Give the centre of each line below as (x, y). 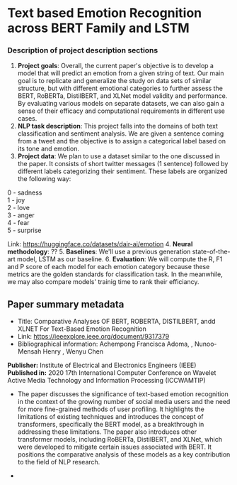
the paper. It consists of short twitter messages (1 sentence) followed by (123, 164)
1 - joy (16, 200)
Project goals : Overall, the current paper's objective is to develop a (116, 66)
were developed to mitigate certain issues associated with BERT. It (115, 447)
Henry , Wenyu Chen (73, 352)
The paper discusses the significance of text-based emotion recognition (123, 394)
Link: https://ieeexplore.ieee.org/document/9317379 (93, 337)
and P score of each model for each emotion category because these (109, 267)
